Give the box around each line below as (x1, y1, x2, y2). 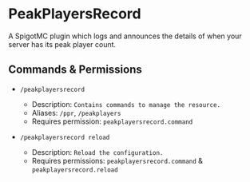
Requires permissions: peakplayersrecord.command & (31, 156, 204, 165)
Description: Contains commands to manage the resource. (31, 99, 221, 109)
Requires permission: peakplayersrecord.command (31, 117, 193, 126)
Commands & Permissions (8, 63, 142, 77)
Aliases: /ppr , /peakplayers (31, 108, 121, 117)
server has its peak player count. (8, 39, 117, 49)
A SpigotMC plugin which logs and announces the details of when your (8, 31, 242, 41)
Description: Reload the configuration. (31, 147, 164, 156)
